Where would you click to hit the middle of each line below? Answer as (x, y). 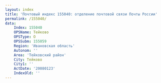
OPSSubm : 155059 (30, 41)
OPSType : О (25, 37)
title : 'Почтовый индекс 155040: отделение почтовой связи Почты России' (81, 14)
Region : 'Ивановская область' (45, 46)
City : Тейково (28, 60)
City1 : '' (24, 64)
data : (10, 23)
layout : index (19, 10)
